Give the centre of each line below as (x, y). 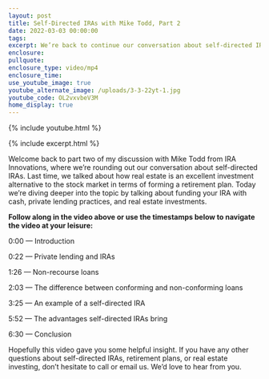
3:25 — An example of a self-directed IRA (77, 303)
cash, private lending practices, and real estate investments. (108, 202)
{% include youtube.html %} (55, 128)
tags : (17, 38)
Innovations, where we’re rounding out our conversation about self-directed (133, 167)
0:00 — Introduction (41, 241)
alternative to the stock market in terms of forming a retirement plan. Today (132, 184)
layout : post (30, 16)
